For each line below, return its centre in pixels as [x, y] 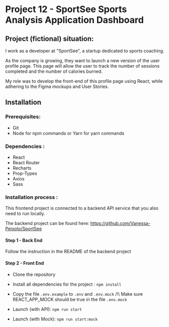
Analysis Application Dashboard [75, 20]
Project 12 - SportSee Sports [66, 9]
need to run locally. [25, 214]
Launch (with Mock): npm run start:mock [55, 319]
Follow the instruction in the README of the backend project [68, 252]
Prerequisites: [23, 117]
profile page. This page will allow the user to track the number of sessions [82, 66]
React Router [26, 162]
